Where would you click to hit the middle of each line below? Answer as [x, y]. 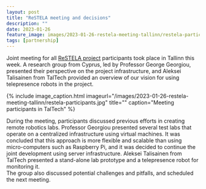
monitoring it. [23, 167]
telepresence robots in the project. [50, 84]
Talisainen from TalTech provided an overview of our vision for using [93, 78]
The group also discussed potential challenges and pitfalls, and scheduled [100, 173]
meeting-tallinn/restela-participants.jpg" [57, 102]
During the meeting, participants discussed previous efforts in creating [96, 121]
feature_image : [26, 35]
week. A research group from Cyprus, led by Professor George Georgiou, [99, 64]
